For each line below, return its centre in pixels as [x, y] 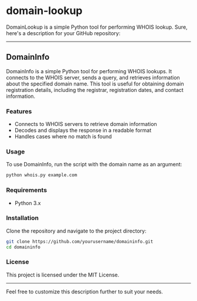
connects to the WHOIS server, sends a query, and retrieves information [93, 77]
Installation [23, 218]
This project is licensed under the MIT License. [63, 275]
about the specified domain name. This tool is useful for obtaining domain [95, 84]
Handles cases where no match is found [63, 136]
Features [19, 111]
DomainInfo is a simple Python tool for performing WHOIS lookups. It [89, 71]
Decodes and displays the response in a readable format [83, 131]
